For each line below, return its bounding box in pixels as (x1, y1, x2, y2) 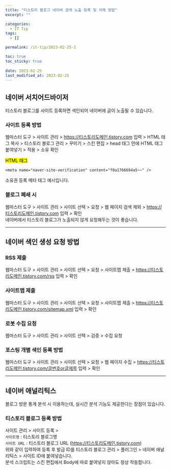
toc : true (5, 54, 26, 59)
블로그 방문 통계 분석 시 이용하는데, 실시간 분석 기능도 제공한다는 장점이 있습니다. (5, 401, 165, 407)
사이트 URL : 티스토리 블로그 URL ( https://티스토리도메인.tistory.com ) (5, 440, 142, 446)
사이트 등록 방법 (5, 121, 42, 128)
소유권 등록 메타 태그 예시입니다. (5, 177, 70, 183)
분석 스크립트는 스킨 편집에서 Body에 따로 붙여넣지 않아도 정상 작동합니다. (5, 459, 152, 465)
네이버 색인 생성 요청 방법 (5, 238, 80, 246)
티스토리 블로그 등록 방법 (5, 414, 62, 422)
